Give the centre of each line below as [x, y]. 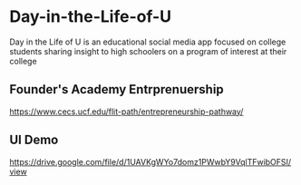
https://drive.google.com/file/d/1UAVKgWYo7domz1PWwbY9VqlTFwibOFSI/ [150, 161]
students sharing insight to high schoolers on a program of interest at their [148, 51]
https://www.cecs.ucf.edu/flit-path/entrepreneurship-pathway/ [126, 112]
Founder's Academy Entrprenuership [117, 89]
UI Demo [34, 140]
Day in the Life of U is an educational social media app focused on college [148, 42]
